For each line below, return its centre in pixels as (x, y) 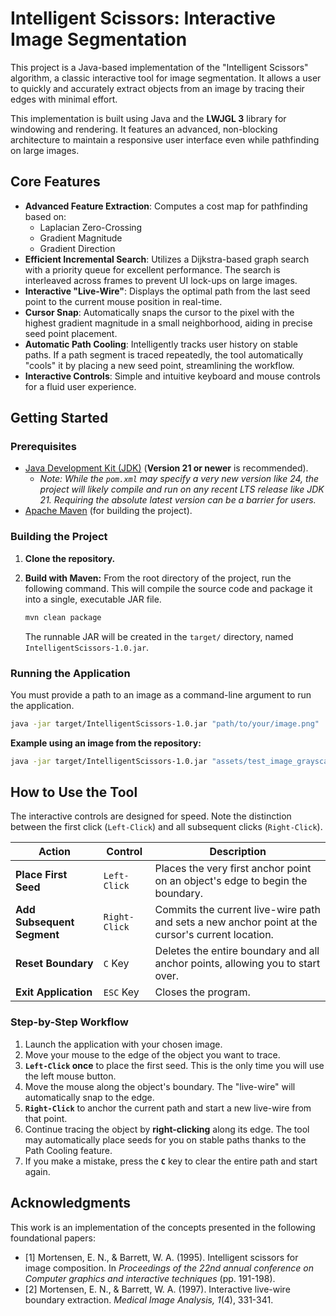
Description (238, 852)
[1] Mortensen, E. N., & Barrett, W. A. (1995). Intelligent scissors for (161, 1257)
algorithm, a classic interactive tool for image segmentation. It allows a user (166, 78)
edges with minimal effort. (64, 99)
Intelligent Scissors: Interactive (143, 18)
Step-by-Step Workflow (69, 1022)
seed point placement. (71, 333)
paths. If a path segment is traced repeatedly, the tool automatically (164, 354)
